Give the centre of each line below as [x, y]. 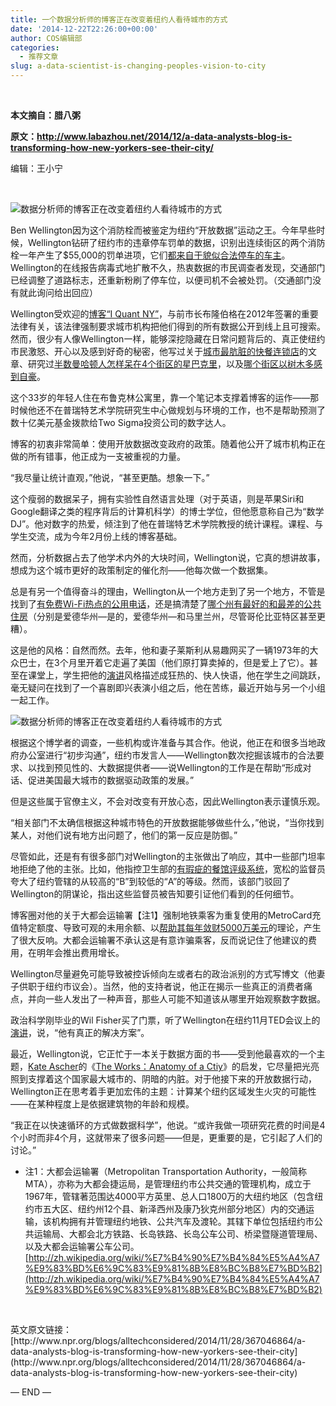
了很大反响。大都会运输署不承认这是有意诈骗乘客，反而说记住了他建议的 [159, 940]
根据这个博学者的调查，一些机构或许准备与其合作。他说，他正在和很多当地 [163, 742]
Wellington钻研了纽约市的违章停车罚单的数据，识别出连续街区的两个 [167, 242]
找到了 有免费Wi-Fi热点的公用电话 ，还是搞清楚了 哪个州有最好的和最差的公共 [166, 604]
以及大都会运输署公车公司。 [82, 1246]
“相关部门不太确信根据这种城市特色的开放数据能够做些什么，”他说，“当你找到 [167, 822]
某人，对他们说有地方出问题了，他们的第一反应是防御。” [124, 835]
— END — [31, 1392]
